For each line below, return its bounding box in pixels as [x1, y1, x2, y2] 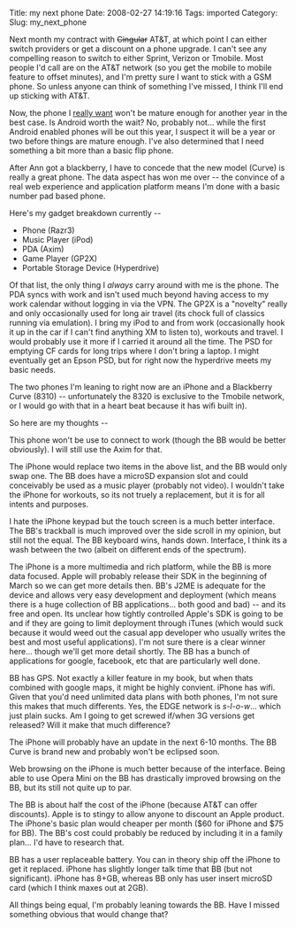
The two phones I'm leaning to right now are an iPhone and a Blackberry [9, 382, 273, 392]
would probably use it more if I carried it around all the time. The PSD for [9, 336, 273, 346]
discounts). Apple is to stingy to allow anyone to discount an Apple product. [9, 809, 285, 819]
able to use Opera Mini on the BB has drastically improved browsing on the [9, 773, 281, 783]
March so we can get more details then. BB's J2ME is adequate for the [9, 580, 267, 591]
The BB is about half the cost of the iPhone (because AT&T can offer [9, 800, 258, 809]
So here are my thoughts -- [9, 418, 109, 428]
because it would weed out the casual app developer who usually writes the [9, 628, 285, 638]
